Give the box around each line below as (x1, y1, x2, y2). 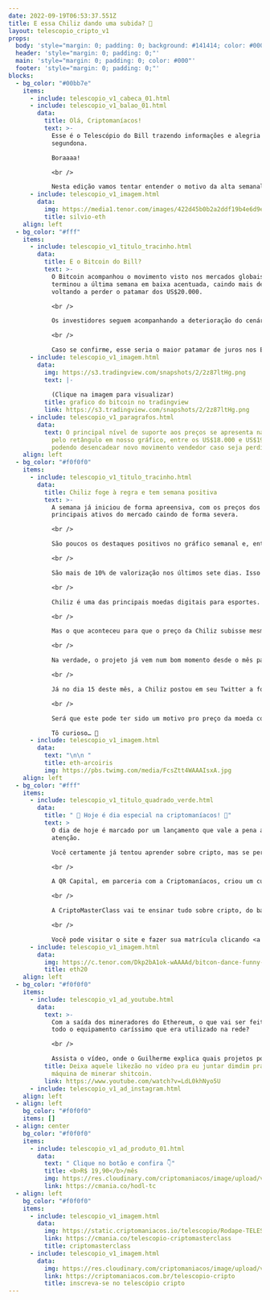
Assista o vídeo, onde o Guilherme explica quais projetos (51, 1055, 253, 1063)
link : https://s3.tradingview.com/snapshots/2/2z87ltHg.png (43, 406, 250, 414)
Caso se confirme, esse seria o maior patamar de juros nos (51, 346, 257, 355)
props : (8, 34, 31, 43)
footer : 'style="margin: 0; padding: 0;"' (15, 64, 160, 73)
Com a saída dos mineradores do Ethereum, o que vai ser (51, 1018, 247, 1026)
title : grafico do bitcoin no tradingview (43, 398, 189, 407)
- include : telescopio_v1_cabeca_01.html (29, 94, 171, 102)
